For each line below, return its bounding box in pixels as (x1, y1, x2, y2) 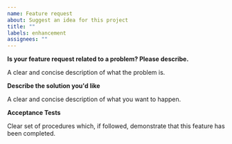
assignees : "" (7, 36, 48, 43)
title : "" (7, 23, 36, 30)
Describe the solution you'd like (7, 82, 100, 90)
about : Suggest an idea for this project (7, 17, 129, 24)
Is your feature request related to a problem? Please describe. (7, 55, 189, 63)
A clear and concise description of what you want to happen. (7, 95, 181, 104)
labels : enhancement (7, 29, 67, 37)
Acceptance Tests (7, 109, 61, 117)
